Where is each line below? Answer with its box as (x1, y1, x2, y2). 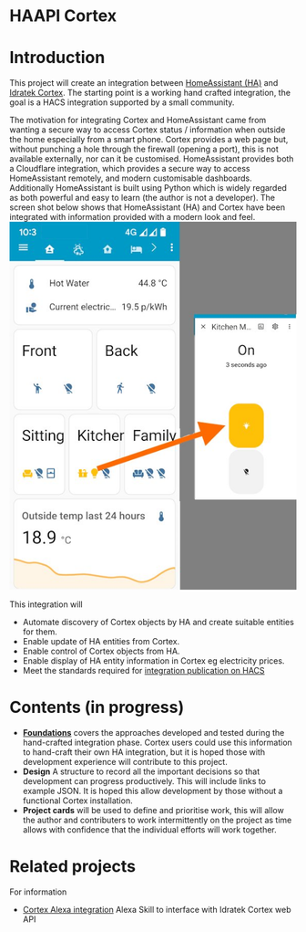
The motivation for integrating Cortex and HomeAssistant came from (9, 115, 267, 126)
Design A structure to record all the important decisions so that (22, 766, 260, 777)
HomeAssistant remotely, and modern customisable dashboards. (9, 173, 252, 183)
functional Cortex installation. (22, 795, 134, 806)
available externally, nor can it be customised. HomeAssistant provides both (9, 153, 294, 164)
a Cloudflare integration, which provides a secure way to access (9, 163, 250, 174)
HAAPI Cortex (9, 5, 117, 26)
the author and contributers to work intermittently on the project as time (22, 814, 292, 825)
